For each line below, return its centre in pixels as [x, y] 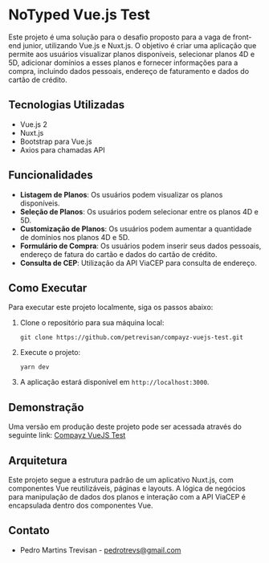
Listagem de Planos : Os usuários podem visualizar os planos [121, 194]
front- [242, 37]
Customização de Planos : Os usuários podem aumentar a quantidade [136, 228]
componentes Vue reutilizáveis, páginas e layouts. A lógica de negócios [127, 488]
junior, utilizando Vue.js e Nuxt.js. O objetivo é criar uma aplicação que [140, 45]
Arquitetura [38, 461]
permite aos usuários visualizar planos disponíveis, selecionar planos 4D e [132, 54]
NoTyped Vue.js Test [79, 15]
